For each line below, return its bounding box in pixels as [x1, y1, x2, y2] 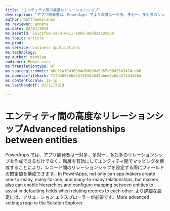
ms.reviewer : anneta [5, 21, 49, 27]
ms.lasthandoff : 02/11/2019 [5, 82, 65, 88]
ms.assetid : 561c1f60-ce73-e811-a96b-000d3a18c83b [5, 31, 114, 36]
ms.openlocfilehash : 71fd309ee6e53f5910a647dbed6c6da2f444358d [5, 73, 142, 78]
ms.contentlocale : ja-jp [5, 78, 58, 83]
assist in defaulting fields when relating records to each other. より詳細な [5, 188, 158, 194]
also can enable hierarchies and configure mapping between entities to [5, 182, 153, 188]
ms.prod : [5, 40, 24, 46]
